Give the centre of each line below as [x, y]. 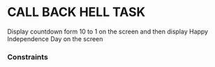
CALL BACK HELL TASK [76, 12]
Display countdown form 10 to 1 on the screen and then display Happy [107, 31]
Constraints [28, 57]
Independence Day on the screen [55, 38]
